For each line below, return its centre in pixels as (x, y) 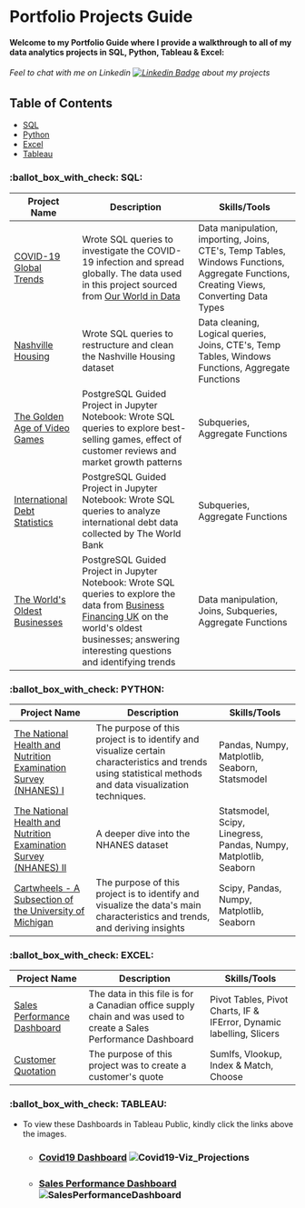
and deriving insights (140, 928)
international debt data (130, 522)
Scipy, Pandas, (251, 888)
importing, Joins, (234, 239)
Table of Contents (61, 103)
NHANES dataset (132, 845)
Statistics (34, 522)
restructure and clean (128, 344)
